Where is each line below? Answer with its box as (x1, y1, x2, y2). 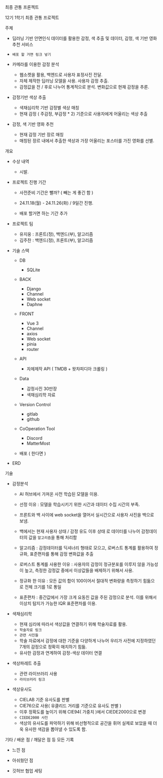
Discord (26, 435, 43, 441)
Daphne (26, 302, 43, 307)
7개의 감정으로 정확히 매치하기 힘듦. (19, 644, 87, 649)
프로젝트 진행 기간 (12, 179, 46, 185)
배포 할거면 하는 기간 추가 (19, 211, 68, 216)
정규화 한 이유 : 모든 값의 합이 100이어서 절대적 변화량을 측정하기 (19, 578, 142, 583)
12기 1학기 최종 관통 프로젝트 (5, 15, 59, 21)
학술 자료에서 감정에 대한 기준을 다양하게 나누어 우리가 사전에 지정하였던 (19, 638, 156, 644)
